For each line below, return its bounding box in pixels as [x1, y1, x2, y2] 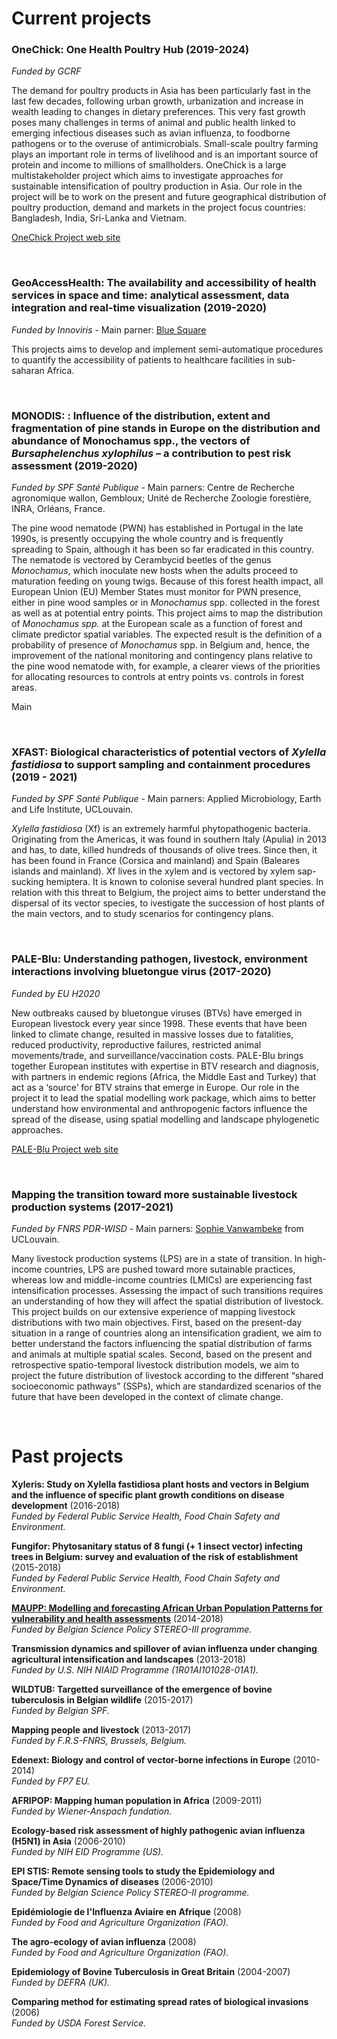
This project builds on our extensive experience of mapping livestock [11, 1305, 296, 1317]
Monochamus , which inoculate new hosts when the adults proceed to [11, 565, 299, 577]
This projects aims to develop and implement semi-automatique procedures [11, 343, 324, 355]
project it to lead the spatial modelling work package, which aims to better [11, 1092, 316, 1104]
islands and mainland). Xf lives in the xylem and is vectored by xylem [11, 865, 296, 877]
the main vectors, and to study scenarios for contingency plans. [11, 908, 274, 920]
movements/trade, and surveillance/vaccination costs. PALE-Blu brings [11, 1049, 304, 1061]
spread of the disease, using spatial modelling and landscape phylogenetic [11, 1113, 320, 1125]
